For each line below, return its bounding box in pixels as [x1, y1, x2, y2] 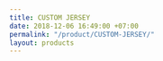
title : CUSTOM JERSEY [9, 13, 91, 22]
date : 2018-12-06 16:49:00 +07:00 [9, 22, 140, 30]
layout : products [9, 38, 75, 48]
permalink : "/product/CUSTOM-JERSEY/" [9, 30, 155, 39]
